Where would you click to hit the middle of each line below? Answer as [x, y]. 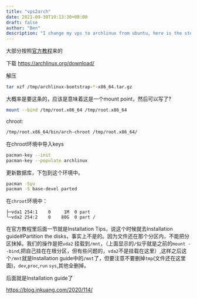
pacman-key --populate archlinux [47, 160]
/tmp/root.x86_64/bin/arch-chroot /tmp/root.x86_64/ [72, 132]
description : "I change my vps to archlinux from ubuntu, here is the [94, 33]
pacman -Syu [21, 184]
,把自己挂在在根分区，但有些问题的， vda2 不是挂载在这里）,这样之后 [100, 251]
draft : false [22, 22]
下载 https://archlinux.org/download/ [50, 63]
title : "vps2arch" [28, 11]
